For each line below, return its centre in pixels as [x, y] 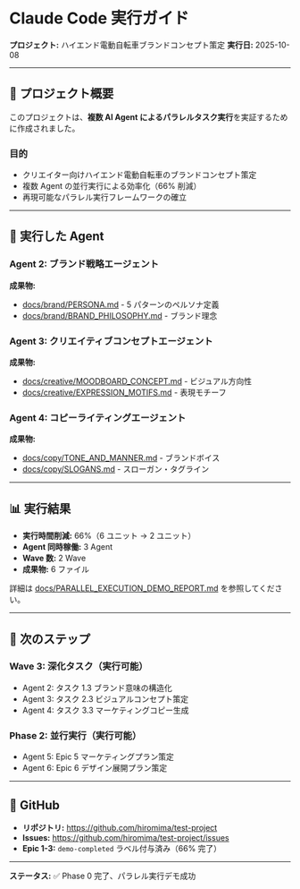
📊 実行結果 [40, 508]
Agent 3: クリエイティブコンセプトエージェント [111, 341]
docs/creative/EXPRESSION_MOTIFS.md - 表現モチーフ [124, 393]
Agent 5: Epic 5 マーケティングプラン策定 [98, 757]
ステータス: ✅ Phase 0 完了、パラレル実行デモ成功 [103, 876]
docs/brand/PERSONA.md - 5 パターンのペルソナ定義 [121, 304]
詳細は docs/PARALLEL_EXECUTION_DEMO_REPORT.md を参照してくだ [142, 588]
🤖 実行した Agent [57, 237]
